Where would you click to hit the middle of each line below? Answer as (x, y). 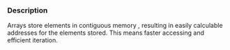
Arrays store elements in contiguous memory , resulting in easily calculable (115, 26)
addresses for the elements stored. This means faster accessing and (106, 33)
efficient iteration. (32, 40)
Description (28, 10)
